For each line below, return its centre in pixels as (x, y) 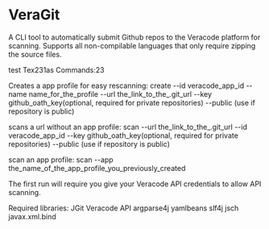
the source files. (35, 54)
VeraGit (34, 15)
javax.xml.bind (32, 216)
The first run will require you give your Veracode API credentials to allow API (135, 184)
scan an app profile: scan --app (61, 160)
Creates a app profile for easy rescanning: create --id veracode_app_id (126, 85)
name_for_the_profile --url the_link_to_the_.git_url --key (120, 94)
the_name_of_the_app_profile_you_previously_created (97, 168)
